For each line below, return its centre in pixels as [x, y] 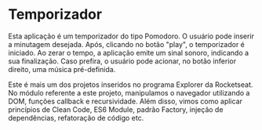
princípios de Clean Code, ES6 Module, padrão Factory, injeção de [116, 109]
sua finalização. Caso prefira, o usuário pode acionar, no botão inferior [122, 61]
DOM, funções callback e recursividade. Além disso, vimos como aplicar [126, 101]
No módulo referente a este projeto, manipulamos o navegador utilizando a [129, 92]
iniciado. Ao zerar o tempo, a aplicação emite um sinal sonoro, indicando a [129, 52]
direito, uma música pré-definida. [62, 69]
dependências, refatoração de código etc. [76, 117]
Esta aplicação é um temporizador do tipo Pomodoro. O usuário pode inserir [131, 36]
